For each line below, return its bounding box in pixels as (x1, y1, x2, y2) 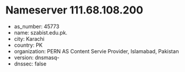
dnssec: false (13, 60, 47, 67)
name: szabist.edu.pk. (13, 29, 68, 36)
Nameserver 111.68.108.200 (5, 4, 143, 17)
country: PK (13, 42, 43, 49)
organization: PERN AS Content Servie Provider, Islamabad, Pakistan (13, 47, 179, 54)
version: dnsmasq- (13, 54, 60, 61)
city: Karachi (13, 35, 44, 42)
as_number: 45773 (13, 23, 60, 30)
